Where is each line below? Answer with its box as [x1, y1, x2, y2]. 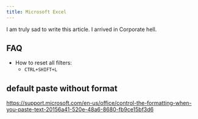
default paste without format [6, 83, 118, 93]
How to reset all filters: [15, 59, 72, 67]
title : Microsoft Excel [6, 8, 67, 15]
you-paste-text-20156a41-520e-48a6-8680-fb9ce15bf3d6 [6, 106, 154, 113]
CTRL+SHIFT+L [24, 67, 58, 73]
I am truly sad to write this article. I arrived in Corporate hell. [6, 25, 157, 33]
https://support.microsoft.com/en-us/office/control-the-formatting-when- [6, 100, 192, 107]
